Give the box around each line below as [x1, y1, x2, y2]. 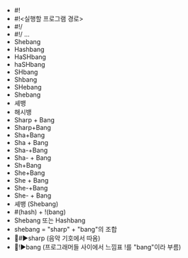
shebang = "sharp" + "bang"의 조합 [13, 225, 117, 233]
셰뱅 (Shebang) [13, 200, 59, 208]
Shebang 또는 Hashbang [13, 216, 86, 225]
